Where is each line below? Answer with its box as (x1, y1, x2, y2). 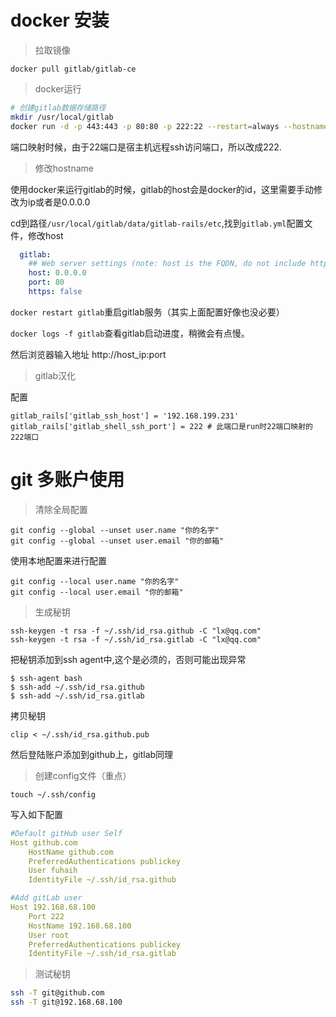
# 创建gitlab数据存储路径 (10, 102, 107, 113)
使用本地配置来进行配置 (10, 554, 107, 566)
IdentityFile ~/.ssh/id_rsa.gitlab (28, 949, 177, 959)
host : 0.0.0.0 (28, 268, 87, 278)
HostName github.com (28, 847, 114, 857)
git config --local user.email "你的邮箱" (10, 587, 184, 597)
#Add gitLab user (10, 893, 83, 903)
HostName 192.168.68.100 (28, 921, 132, 931)
